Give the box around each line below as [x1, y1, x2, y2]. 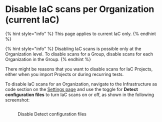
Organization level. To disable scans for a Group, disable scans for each [5, 51, 153, 57]
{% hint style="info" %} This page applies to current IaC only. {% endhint [5, 30, 156, 36]
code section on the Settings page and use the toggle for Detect [5, 86, 138, 92]
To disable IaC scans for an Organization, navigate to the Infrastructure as [5, 81, 157, 87]
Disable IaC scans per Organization [5, 3, 154, 15]
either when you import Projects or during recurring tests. [5, 71, 124, 77]
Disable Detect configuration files [17, 111, 86, 117]
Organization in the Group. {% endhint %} [5, 56, 91, 62]
